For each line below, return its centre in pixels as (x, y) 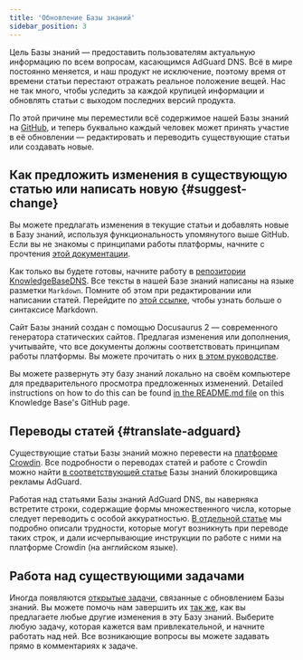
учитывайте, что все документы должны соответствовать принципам (145, 347)
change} (34, 203)
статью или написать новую (94, 189)
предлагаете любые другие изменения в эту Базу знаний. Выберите (142, 617)
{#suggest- (213, 189)
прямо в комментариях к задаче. (74, 646)
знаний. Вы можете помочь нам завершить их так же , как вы (128, 607)
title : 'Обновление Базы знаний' (72, 18)
